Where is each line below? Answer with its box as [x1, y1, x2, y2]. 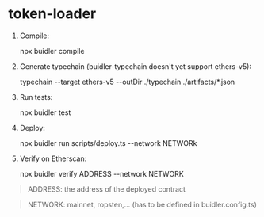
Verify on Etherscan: [19, 154, 87, 163]
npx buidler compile [19, 46, 85, 55]
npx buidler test [19, 108, 71, 117]
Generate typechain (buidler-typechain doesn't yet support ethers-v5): [19, 61, 252, 71]
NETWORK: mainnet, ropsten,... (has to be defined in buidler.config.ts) [27, 200, 258, 209]
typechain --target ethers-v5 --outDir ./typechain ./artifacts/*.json [19, 77, 235, 86]
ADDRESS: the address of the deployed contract [27, 184, 186, 194]
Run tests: [19, 92, 53, 101]
